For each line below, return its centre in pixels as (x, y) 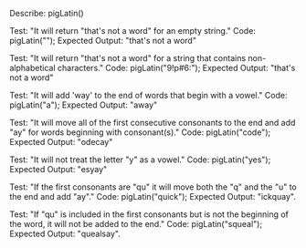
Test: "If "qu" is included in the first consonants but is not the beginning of (149, 214)
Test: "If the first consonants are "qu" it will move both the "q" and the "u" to (153, 187)
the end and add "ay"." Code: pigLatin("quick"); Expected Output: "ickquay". (153, 196)
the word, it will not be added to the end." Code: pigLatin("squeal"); (136, 224)
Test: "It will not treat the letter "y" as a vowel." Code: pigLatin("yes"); (140, 160)
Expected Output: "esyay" (58, 169)
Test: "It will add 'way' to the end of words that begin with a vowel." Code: (148, 95)
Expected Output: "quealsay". (65, 233)
